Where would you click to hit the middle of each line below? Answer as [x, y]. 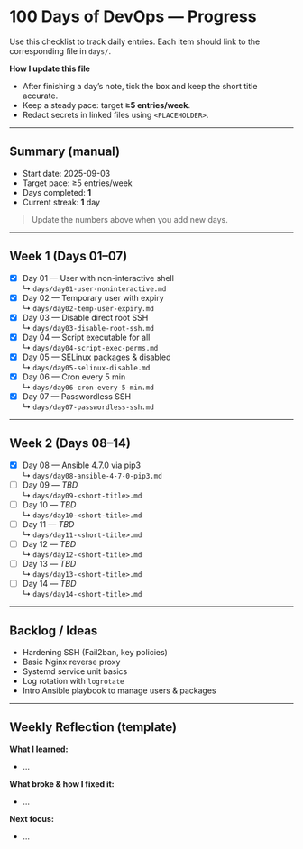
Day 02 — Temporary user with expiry [93, 297]
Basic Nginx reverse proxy [71, 662]
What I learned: [39, 749]
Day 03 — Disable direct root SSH [85, 317]
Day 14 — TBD [49, 584]
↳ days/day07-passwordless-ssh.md [88, 406]
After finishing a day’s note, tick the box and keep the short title [140, 86]
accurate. [40, 96]
